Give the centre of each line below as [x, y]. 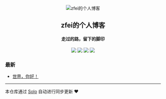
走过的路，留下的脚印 [83, 39]
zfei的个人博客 [83, 25]
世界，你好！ [25, 76]
